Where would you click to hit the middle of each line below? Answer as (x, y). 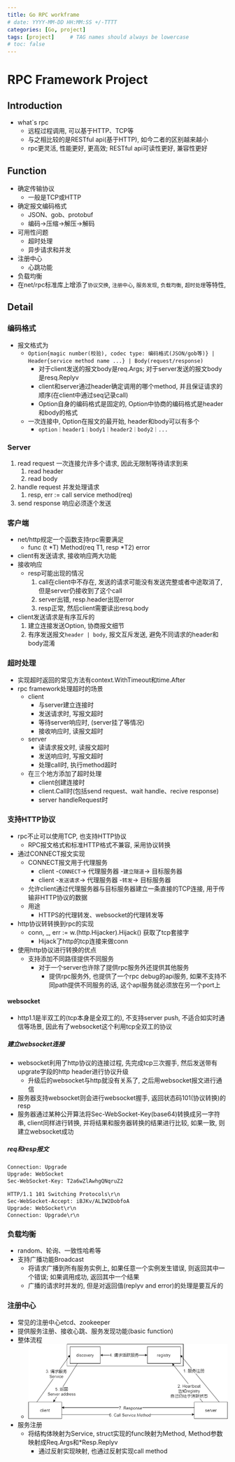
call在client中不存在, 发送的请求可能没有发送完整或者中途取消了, (130, 582)
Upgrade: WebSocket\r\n (42, 1208)
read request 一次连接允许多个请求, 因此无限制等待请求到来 (103, 463)
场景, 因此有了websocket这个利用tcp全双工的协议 (101, 1026)
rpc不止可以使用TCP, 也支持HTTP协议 (72, 836)
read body (43, 478)
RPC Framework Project (78, 80)
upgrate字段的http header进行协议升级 (73, 1071)
